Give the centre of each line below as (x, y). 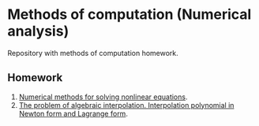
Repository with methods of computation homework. (93, 53)
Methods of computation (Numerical (129, 15)
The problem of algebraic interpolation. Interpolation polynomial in (126, 105)
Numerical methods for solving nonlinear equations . (103, 97)
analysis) (38, 31)
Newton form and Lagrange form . (73, 113)
